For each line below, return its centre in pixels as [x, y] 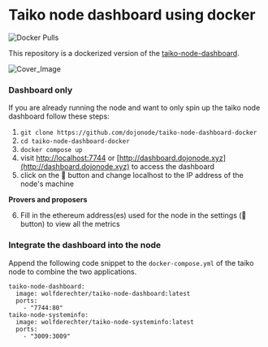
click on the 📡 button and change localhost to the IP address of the [132, 176]
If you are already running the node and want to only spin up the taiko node [134, 108]
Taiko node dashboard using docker [132, 15]
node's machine [47, 184]
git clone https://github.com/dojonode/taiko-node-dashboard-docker [138, 133]
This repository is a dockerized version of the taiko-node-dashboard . [124, 53]
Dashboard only [41, 89]
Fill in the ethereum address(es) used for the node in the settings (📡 [133, 215]
